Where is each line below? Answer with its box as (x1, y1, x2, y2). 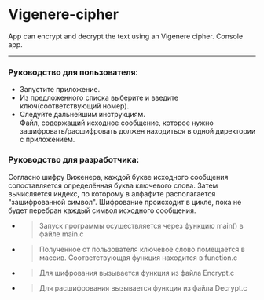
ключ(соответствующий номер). (19, 101, 130, 111)
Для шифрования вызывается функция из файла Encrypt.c (38, 268, 235, 277)
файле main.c (38, 229, 84, 239)
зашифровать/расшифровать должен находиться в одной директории (19, 126, 256, 136)
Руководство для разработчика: (8, 155, 140, 166)
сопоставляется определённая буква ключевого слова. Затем (8, 181, 218, 190)
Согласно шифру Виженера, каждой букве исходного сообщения (8, 172, 229, 181)
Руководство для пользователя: (8, 67, 139, 78)
